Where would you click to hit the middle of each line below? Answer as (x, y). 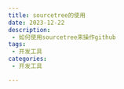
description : (29, 30)
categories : (27, 59)
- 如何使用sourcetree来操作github (64, 37)
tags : (17, 44)
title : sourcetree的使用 (47, 15)
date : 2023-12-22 (36, 23)
